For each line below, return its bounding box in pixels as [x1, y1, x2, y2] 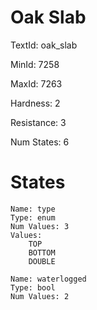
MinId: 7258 [10, 58, 60, 70]
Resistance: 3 [10, 116, 67, 128]
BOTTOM [28, 247, 56, 258]
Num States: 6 [10, 136, 70, 148]
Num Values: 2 [10, 291, 70, 301]
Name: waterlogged [10, 274, 87, 284]
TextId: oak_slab [10, 39, 78, 51]
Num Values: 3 [10, 221, 70, 231]
